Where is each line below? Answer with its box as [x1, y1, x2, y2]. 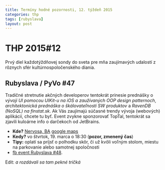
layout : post [5, 21, 32, 26]
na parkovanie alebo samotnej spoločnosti [12, 144, 100, 150]
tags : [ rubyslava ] [5, 16, 43, 21]
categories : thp [5, 12, 39, 17]
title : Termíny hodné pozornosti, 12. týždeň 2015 [5, 7, 113, 12]
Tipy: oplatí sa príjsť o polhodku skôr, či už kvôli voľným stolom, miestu [12, 139, 159, 145]
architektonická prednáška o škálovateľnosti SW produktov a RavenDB [5, 103, 151, 109]
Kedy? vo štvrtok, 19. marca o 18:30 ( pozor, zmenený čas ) [12, 134, 134, 140]
